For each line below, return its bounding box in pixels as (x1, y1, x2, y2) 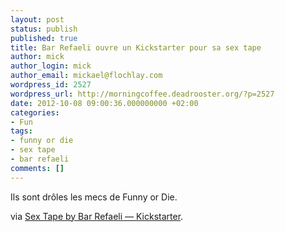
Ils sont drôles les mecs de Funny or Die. (10, 191, 178, 203)
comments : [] (10, 163, 65, 173)
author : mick (10, 52, 65, 62)
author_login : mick (10, 61, 92, 71)
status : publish (10, 24, 78, 34)
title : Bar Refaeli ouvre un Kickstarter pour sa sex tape (10, 42, 262, 53)
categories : (10, 107, 60, 118)
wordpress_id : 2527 (10, 80, 92, 90)
